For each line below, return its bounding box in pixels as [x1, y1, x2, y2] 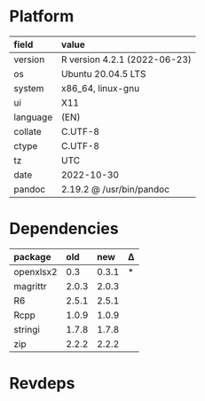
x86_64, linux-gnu [60, 82, 140, 94]
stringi [13, 323, 40, 335]
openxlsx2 [13, 265, 58, 278]
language [13, 111, 53, 123]
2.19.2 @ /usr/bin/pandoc [60, 183, 170, 195]
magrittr [13, 279, 47, 292]
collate [13, 125, 42, 138]
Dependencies [9, 219, 119, 239]
